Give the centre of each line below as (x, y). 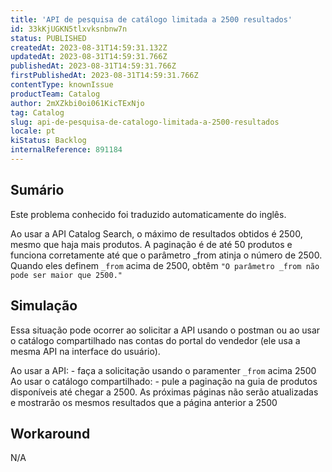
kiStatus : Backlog (48, 141)
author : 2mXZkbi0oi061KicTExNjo (77, 103)
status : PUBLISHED (48, 38)
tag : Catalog (37, 112)
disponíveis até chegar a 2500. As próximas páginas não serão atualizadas (164, 392)
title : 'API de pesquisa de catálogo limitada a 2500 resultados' (151, 19)
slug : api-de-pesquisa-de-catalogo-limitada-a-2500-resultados (145, 122)
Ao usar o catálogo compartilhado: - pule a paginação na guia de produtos (164, 381)
